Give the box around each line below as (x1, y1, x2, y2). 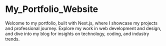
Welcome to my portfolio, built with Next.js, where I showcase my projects (5, 20, 158, 26)
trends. (5, 36, 20, 42)
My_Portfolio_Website (5, 3, 98, 15)
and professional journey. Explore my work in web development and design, (5, 25, 161, 31)
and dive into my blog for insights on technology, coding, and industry (5, 30, 149, 36)
